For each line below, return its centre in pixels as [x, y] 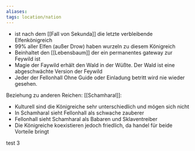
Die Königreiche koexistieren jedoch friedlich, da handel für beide [93, 125]
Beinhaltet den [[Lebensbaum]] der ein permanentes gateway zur [93, 52]
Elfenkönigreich [33, 40]
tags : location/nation [34, 17]
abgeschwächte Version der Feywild [58, 71]
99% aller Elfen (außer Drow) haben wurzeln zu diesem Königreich [95, 46]
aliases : [17, 11]
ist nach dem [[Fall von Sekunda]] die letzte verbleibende [84, 33]
